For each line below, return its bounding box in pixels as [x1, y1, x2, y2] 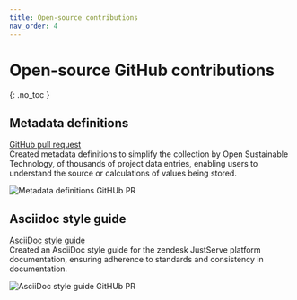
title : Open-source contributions [9, 13, 139, 22]
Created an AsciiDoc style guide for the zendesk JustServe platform [9, 244, 262, 255]
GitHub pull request [9, 140, 82, 150]
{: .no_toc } [9, 90, 50, 100]
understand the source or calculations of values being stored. [9, 167, 238, 179]
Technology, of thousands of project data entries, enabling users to [9, 159, 258, 169]
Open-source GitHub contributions [9, 60, 275, 81]
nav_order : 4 [9, 21, 58, 30]
